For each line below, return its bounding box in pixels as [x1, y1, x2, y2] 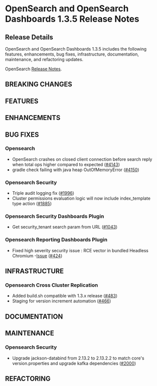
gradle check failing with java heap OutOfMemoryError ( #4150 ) [12, 167, 139, 173]
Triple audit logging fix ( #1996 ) [12, 190, 74, 196]
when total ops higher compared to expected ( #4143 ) [12, 161, 120, 167]
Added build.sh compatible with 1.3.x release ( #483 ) [12, 293, 117, 299]
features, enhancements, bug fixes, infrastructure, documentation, [5, 51, 139, 57]
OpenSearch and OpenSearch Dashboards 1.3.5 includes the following [5, 46, 147, 52]
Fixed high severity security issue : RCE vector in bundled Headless [12, 247, 149, 253]
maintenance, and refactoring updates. [5, 57, 84, 62]
